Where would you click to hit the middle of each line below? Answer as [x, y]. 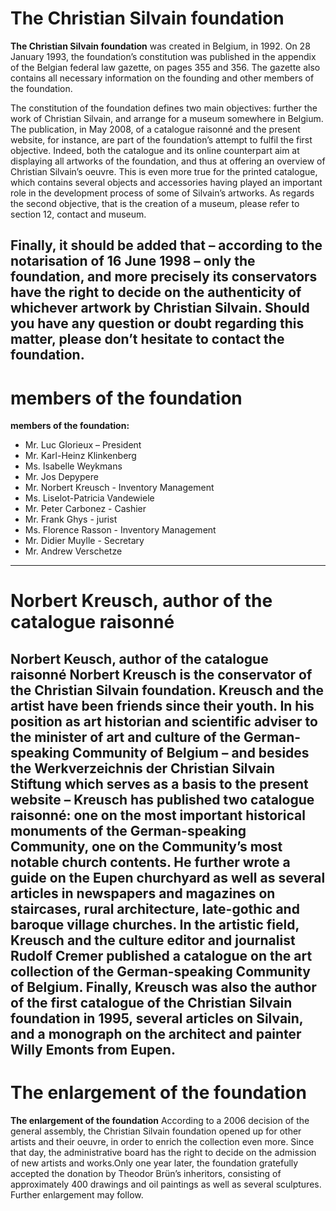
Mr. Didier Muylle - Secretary [84, 541]
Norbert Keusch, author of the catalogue [139, 658]
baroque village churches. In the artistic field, [155, 924]
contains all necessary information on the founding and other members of [162, 78]
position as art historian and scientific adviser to [164, 721]
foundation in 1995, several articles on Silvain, [157, 1018]
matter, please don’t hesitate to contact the [147, 339]
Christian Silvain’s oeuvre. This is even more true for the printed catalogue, [164, 171]
